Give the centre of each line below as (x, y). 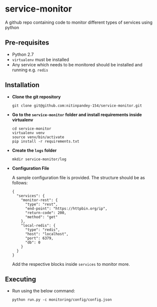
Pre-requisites (27, 43)
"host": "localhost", (47, 234)
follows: (20, 183)
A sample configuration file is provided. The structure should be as (78, 177)
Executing (21, 279)
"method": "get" (41, 217)
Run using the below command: (43, 291)
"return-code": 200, (46, 213)
